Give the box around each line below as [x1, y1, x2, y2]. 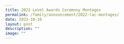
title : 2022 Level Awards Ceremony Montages [5, 7, 101, 13]
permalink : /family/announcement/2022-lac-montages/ [5, 12, 119, 17]
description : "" [5, 26, 40, 31]
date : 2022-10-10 [5, 17, 42, 22]
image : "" [5, 31, 26, 36]
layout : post [5, 21, 33, 27]
